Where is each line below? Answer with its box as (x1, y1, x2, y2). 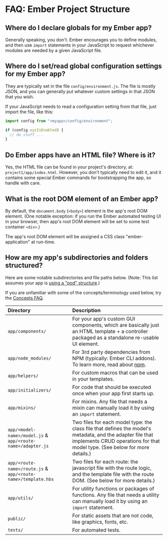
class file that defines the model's (72, 425, 151, 432)
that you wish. (5, 94, 34, 100)
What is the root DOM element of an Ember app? (5, 195, 158, 203)
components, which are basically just (72, 321, 159, 328)
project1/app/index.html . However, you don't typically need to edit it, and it (5, 169, 161, 175)
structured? (5, 261, 43, 270)
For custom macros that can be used (72, 369, 158, 376)
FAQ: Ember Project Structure (5, 4, 130, 15)
